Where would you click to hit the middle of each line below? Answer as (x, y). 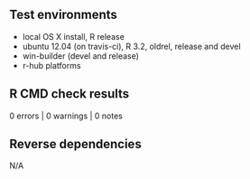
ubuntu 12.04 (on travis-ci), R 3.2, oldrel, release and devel (131, 46)
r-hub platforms (51, 65)
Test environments (63, 15)
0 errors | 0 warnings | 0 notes (66, 116)
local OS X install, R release (73, 36)
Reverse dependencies (75, 144)
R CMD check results (69, 94)
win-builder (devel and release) (81, 56)
